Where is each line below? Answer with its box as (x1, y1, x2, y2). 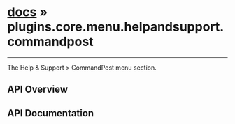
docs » (7, 4, 48, 20)
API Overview (7, 84, 69, 95)
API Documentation (7, 107, 94, 119)
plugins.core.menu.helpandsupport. (7, 19, 225, 35)
